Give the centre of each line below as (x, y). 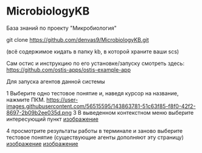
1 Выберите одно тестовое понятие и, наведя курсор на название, (92, 93)
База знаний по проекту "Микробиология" (61, 28)
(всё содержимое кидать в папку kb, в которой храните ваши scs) (93, 51)
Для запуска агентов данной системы (56, 81)
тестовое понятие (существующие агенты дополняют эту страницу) (95, 137)
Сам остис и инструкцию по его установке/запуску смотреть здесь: (95, 63)
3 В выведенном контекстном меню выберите (133, 112)
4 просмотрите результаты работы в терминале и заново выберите (95, 131)
